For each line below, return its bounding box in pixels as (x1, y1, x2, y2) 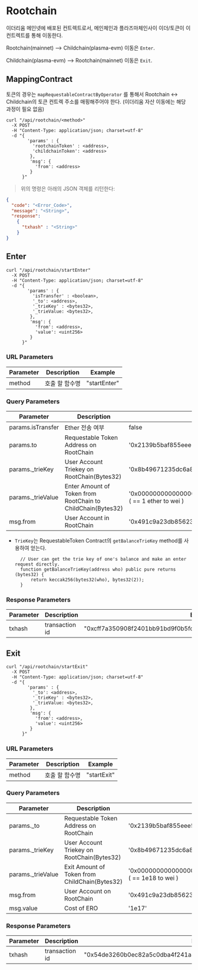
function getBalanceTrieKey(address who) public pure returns (20, 567, 176, 573)
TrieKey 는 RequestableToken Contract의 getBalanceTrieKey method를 (14, 537, 183, 544)
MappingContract (6, 74, 72, 84)
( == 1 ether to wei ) (128, 497, 184, 505)
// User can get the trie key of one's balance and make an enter (20, 556, 187, 563)
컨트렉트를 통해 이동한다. (6, 31, 63, 39)
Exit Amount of (64, 863, 105, 871)
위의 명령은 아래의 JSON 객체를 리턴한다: (20, 185, 115, 192)
